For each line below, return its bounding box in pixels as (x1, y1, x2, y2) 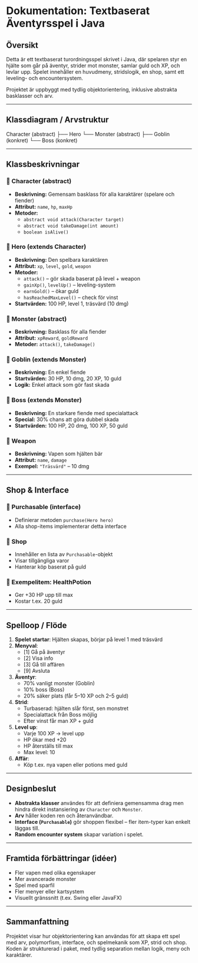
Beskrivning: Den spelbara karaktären (14, 256, 108, 263)
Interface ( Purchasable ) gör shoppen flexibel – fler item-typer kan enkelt (14, 818, 190, 825)
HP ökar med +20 (23, 736, 67, 744)
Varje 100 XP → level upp (23, 730, 85, 737)
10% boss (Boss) (23, 686, 65, 694)
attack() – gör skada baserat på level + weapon (23, 275, 140, 282)
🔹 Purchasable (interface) (6, 503, 81, 511)
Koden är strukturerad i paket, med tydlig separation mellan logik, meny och (6, 945, 190, 952)
